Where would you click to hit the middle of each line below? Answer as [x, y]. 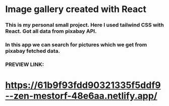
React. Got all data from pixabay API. [51, 31]
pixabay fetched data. [33, 51]
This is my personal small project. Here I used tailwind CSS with [84, 25]
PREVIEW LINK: [25, 64]
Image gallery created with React [76, 9]
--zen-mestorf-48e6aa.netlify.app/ [81, 96]
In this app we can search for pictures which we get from [76, 45]
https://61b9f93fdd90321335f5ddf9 [83, 85]
